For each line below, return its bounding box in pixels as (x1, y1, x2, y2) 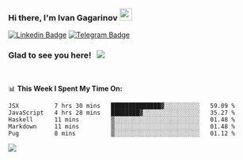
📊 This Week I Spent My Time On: (8, 84, 123, 93)
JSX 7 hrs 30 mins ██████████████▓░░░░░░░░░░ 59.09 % (8, 102, 236, 110)
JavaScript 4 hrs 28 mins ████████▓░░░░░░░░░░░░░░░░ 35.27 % (8, 109, 236, 117)
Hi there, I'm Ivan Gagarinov (8, 12, 118, 23)
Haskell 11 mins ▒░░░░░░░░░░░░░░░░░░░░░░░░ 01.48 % (8, 115, 236, 124)
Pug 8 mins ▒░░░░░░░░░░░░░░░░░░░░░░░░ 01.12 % (8, 129, 236, 137)
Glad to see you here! (8, 50, 92, 61)
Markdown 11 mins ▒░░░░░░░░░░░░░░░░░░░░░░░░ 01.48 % (8, 122, 236, 130)
